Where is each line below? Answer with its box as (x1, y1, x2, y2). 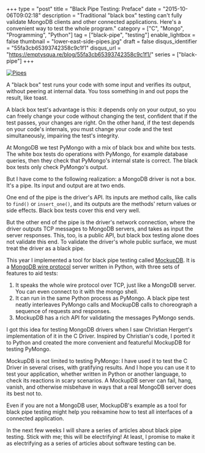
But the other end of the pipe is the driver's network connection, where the (6, 219, 195, 226)
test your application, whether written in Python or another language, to (6, 370, 187, 378)
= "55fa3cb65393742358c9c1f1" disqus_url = (6, 44, 121, 51)
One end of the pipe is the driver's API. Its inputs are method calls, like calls (6, 194, 197, 201)
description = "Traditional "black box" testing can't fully (42, 12, 182, 19)
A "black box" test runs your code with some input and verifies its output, (6, 81, 192, 88)
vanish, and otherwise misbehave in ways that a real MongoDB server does (6, 383, 196, 390)
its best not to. (6, 390, 43, 397)
